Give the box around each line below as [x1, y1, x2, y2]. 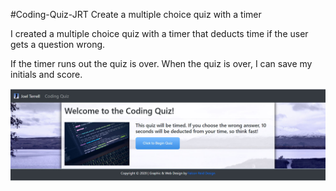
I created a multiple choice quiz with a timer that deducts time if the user [10, 28, 309, 39]
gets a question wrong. [10, 39, 106, 50]
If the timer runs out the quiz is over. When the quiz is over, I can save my [10, 58, 313, 69]
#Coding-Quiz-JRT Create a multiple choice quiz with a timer [10, 9, 262, 20]
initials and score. [10, 69, 83, 80]
